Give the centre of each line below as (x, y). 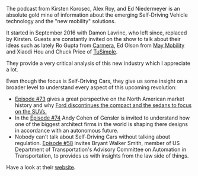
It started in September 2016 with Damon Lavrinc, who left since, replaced (97, 33)
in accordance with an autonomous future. (66, 131)
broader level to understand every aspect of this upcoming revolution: (91, 87)
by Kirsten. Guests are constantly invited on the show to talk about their (93, 39)
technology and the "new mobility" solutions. (61, 21)
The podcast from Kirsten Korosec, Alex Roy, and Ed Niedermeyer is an (93, 9)
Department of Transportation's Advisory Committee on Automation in (100, 149)
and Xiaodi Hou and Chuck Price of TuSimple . (62, 52)
